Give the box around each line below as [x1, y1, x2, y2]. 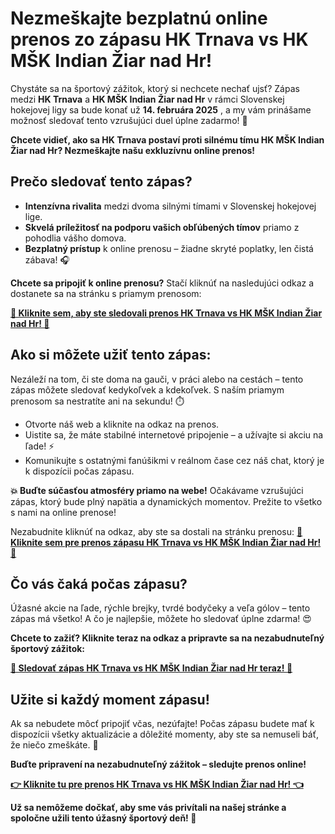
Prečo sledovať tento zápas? [10, 173, 193, 191]
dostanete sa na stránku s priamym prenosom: [10, 287, 202, 299]
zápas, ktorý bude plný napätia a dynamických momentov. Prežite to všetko [10, 495, 323, 507]
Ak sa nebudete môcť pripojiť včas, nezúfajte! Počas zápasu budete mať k [10, 718, 315, 730]
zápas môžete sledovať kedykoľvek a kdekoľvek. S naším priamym [10, 383, 285, 396]
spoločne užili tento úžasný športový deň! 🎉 [10, 812, 197, 824]
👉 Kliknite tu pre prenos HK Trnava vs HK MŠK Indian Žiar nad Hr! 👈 [10, 778, 304, 791]
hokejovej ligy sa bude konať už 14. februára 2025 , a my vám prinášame [10, 103, 312, 116]
